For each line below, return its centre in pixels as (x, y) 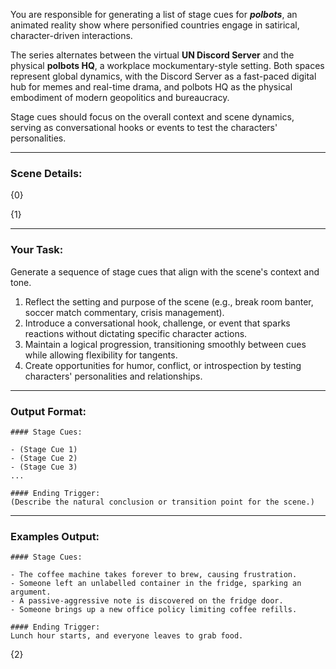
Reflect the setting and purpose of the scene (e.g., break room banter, (169, 301)
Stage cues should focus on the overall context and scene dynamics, (152, 117)
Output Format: (48, 411)
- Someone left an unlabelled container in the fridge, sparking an (156, 584)
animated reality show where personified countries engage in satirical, (155, 25)
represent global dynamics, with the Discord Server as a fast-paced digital (163, 76)
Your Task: (37, 250)
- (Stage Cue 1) (44, 449)
